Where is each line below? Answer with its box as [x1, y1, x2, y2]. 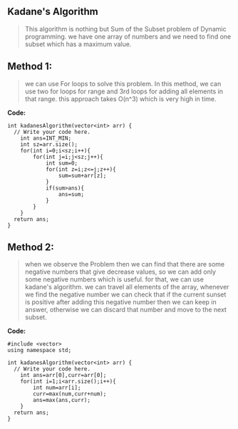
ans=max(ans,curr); [33, 397, 91, 404]
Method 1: [7, 61, 53, 73]
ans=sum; [58, 190, 84, 198]
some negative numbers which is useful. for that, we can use [24, 275, 205, 284]
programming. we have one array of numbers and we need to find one [24, 32, 232, 41]
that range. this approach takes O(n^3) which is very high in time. [24, 94, 217, 103]
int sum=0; [45, 160, 78, 167]
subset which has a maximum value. [24, 39, 132, 48]
